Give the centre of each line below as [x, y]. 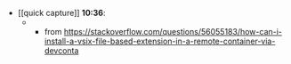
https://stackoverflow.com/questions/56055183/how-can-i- [173, 32]
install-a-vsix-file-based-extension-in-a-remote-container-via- [160, 41]
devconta [61, 51]
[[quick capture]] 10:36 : [61, 13]
